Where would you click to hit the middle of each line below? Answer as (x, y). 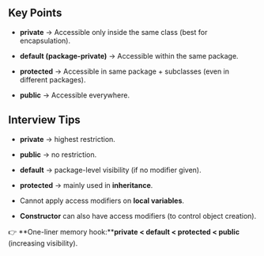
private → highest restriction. (68, 139)
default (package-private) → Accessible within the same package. (129, 55)
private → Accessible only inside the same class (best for (113, 32)
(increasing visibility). (43, 243)
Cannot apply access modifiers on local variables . (102, 201)
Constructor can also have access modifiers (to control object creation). (138, 216)
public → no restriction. (58, 155)
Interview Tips (44, 120)
